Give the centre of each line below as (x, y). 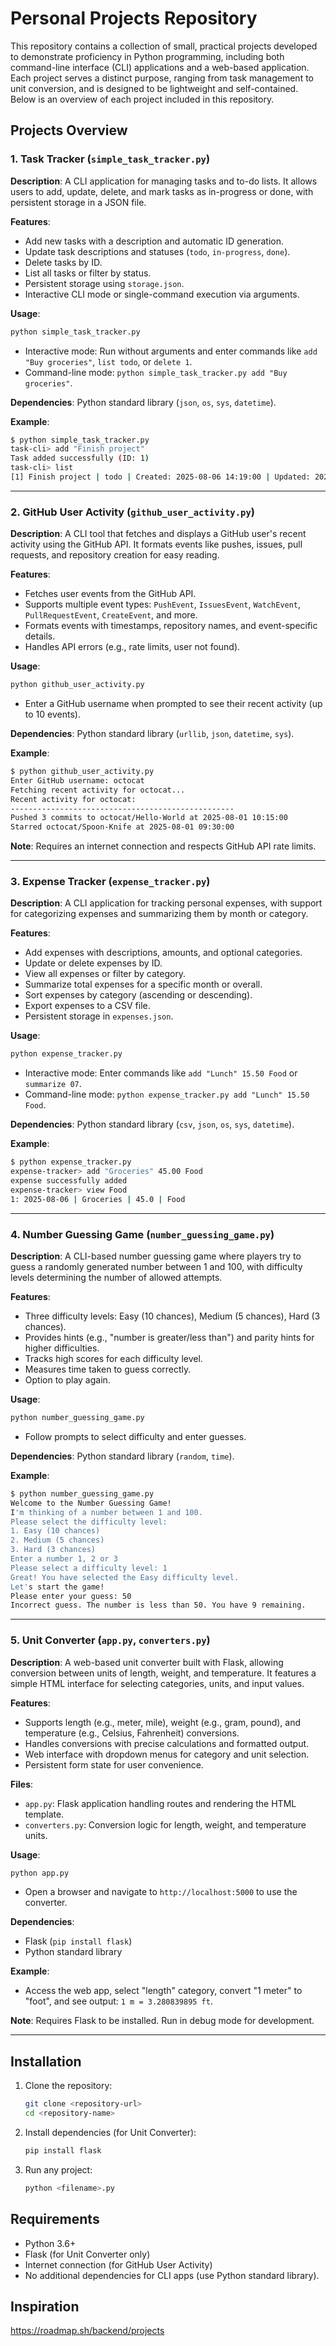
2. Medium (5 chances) (57, 1540)
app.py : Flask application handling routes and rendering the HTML (160, 1803)
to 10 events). (52, 714)
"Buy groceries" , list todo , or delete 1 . (108, 361)
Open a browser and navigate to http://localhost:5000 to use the (161, 1892)
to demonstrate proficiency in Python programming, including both (147, 56)
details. (40, 636)
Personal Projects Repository (134, 18)
